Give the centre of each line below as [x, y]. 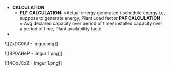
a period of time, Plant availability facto [61, 29]
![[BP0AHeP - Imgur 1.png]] [34, 53]
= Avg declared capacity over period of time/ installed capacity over [91, 23]
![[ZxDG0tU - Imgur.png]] [31, 44]
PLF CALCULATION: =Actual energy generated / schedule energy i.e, [92, 13]
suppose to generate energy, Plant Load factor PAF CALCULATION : [91, 18]
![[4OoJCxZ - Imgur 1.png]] [33, 63]
